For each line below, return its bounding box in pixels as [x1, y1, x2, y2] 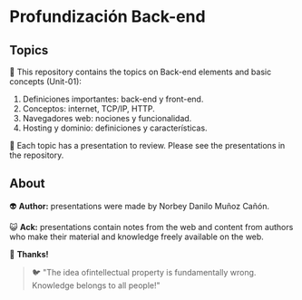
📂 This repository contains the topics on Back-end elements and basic [9, 66, 272, 77]
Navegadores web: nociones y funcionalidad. [22, 113, 192, 123]
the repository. [9, 150, 64, 160]
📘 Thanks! [9, 248, 49, 259]
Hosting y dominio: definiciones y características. [22, 122, 208, 133]
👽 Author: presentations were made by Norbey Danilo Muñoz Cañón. [9, 200, 270, 211]
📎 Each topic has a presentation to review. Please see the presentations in [9, 140, 286, 150]
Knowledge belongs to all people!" [31, 279, 161, 291]
